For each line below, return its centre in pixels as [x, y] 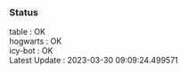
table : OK [28, 32]
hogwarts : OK [36, 41]
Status [24, 12]
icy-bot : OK [31, 51]
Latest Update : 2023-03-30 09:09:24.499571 [93, 61]
